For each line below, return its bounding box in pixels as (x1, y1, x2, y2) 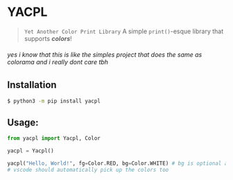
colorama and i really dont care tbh (7, 57, 109, 66)
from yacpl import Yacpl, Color (7, 135, 101, 142)
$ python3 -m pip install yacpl (7, 98, 101, 105)
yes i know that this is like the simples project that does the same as (7, 50, 202, 59)
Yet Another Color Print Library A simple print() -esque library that (24, 27, 224, 35)
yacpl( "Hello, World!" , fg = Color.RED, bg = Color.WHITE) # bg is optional (7, 160, 222, 167)
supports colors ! (24, 34, 73, 42)
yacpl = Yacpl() (7, 147, 54, 154)
